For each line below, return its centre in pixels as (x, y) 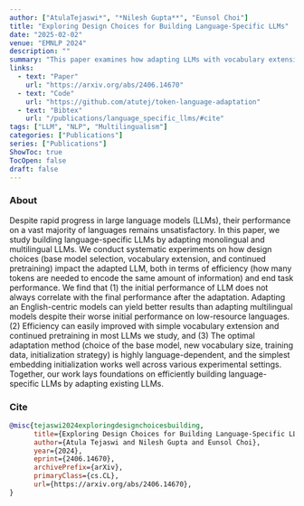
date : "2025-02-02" (46, 34)
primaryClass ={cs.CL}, (76, 476)
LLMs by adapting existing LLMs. (103, 383)
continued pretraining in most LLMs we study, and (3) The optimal (132, 335)
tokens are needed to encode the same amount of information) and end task (152, 277)
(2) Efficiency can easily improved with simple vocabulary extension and (144, 325)
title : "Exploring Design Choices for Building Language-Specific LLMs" (149, 26)
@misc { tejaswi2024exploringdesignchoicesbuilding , (107, 426)
